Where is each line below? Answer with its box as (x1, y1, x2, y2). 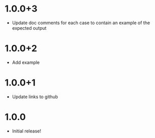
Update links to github (12, 94, 59, 100)
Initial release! (12, 128, 41, 134)
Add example (12, 59, 40, 65)
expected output (12, 25, 46, 31)
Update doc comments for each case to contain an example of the (12, 20, 150, 26)
